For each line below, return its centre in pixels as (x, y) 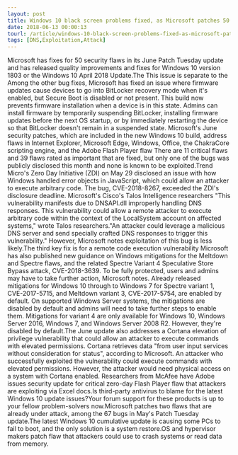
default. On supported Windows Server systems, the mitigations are (106, 301)
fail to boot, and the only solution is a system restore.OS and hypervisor (112, 429)
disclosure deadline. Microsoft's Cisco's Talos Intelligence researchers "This (119, 196)
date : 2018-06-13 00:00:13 (47, 27)
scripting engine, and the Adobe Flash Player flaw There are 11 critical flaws (118, 151)
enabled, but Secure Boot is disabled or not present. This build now (106, 98)
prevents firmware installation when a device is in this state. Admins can (113, 105)
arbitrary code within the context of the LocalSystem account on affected (114, 218)
